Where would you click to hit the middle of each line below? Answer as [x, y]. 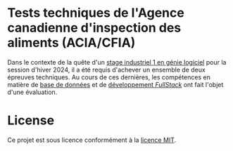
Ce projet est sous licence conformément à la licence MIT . [92, 140]
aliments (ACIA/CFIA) [71, 43]
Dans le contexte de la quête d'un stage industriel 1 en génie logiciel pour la [117, 62]
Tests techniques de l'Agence [96, 13]
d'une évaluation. [32, 92]
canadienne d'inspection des [94, 28]
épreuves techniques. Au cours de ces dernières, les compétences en [109, 77]
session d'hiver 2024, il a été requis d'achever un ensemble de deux [106, 70]
